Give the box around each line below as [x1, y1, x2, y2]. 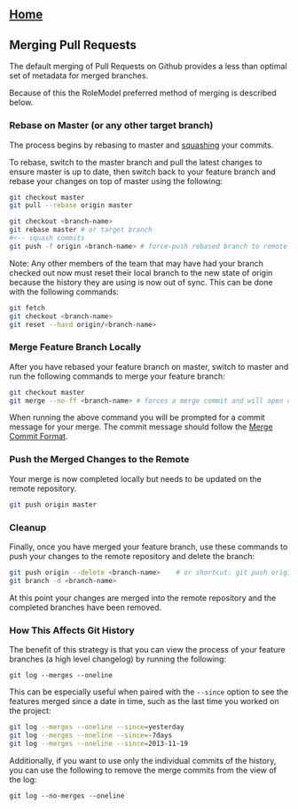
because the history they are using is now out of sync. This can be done [9, 276, 273, 287]
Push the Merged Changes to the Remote [9, 453, 190, 466]
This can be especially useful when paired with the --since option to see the [9, 686, 289, 697]
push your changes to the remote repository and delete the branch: [9, 550, 255, 561]
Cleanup [9, 521, 47, 533]
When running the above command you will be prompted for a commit [9, 413, 265, 423]
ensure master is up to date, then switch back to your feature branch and [9, 166, 277, 177]
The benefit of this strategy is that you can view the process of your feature [9, 644, 286, 654]
